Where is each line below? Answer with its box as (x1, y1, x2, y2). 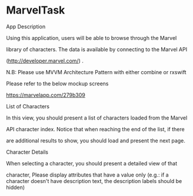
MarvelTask (6, 4, 65, 17)
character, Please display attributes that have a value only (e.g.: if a (6, 171, 169, 178)
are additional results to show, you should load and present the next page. (6, 137, 185, 144)
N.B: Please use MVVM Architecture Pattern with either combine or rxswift (6, 68, 187, 75)
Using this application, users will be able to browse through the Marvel (6, 34, 177, 41)
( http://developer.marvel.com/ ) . (6, 57, 84, 64)
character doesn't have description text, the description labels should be (6, 177, 182, 184)
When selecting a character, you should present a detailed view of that (6, 160, 178, 167)
